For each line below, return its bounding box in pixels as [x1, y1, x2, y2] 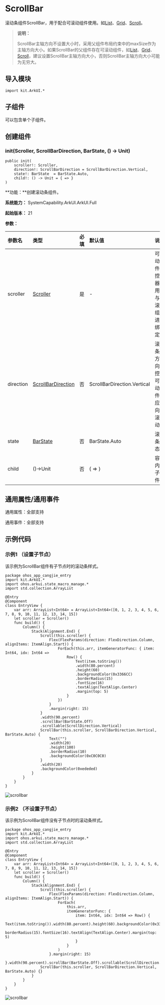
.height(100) [49, 745, 76, 750]
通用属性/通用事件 [5, 495, 60, 503]
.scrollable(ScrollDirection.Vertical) [40, 723, 122, 728]
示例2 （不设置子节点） [5, 805, 60, 812]
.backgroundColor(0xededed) [40, 766, 98, 771]
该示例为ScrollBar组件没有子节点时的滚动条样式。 [5, 817, 106, 823]
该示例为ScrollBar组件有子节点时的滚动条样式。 [5, 563, 101, 569]
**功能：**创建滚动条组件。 [5, 190, 61, 195]
